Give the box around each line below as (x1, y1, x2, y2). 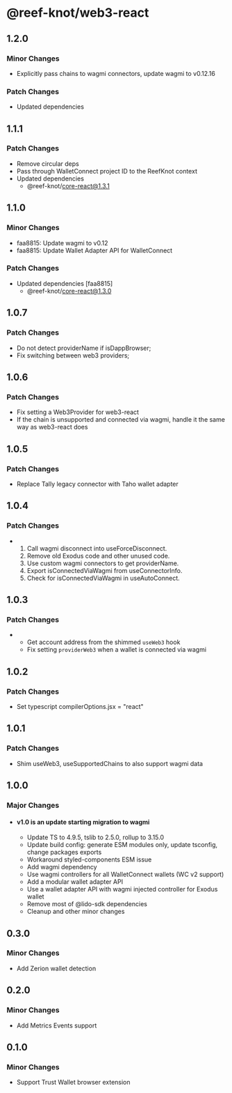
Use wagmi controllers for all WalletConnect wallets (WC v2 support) (26, 870, 224, 879)
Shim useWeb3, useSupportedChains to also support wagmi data (16, 759, 203, 767)
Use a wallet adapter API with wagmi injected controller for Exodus (26, 885, 218, 894)
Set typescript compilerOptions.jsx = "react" (16, 702, 144, 710)
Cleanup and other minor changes (26, 908, 125, 916)
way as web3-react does (16, 423, 88, 431)
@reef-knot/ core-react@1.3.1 (26, 181, 110, 190)
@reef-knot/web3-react (6, 5, 149, 21)
